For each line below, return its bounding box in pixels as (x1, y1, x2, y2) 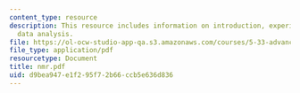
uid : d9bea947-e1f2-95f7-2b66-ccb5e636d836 (9, 71, 174, 80)
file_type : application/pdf (9, 46, 114, 55)
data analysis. (17, 29, 74, 38)
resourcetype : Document (9, 54, 98, 63)
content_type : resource (9, 12, 98, 22)
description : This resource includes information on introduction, (9, 21, 266, 30)
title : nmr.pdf (9, 63, 66, 72)
